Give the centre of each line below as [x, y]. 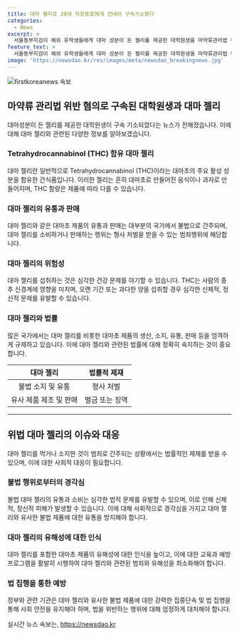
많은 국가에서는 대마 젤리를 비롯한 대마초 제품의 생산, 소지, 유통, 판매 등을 [108, 335]
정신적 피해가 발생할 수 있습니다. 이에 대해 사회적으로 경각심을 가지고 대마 [118, 508]
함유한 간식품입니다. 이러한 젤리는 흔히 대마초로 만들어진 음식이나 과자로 [120, 180]
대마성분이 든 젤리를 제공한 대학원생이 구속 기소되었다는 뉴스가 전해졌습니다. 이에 [119, 125]
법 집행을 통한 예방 [37, 584]
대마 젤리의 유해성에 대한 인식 [54, 537]
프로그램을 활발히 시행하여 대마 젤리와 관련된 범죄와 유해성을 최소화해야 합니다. [117, 563]
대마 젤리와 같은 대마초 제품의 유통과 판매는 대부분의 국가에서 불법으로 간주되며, [117, 226]
